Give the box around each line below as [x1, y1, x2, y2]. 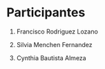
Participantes [6, 5, 86, 20]
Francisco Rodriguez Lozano [16, 27, 98, 36]
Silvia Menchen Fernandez [16, 40, 93, 49]
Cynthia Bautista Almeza [16, 53, 87, 62]
